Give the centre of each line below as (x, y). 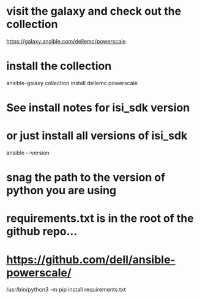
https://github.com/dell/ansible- (91, 259)
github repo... (42, 232)
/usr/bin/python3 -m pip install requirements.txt (66, 290)
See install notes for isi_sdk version (98, 108)
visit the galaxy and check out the (94, 11)
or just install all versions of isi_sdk (97, 136)
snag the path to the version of (86, 177)
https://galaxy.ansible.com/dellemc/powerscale (66, 41)
